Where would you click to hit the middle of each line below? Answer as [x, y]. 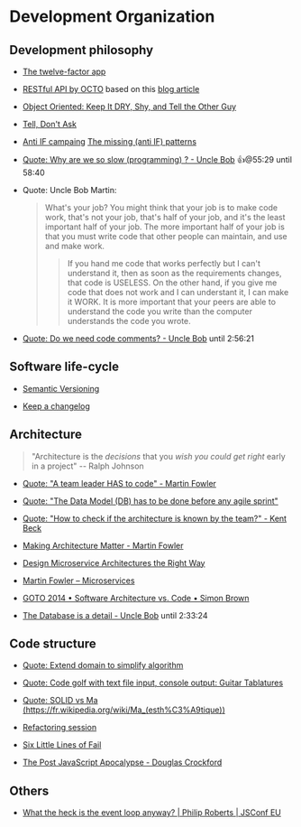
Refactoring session [59, 728]
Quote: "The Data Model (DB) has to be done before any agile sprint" [150, 501]
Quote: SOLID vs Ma [60, 701]
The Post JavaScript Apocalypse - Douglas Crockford [122, 762]
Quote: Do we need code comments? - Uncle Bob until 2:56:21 [138, 339]
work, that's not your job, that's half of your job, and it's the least [165, 217]
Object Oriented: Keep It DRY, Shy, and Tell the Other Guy [129, 107]
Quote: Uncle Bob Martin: [69, 190]
